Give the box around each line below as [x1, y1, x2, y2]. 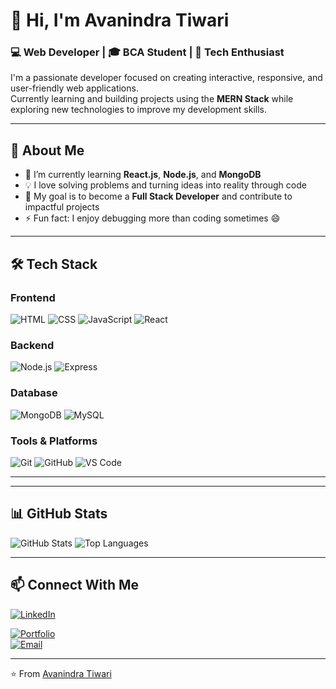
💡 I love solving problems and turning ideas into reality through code [24, 179, 307, 191]
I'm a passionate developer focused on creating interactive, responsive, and [10, 72, 323, 84]
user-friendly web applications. [10, 82, 139, 94]
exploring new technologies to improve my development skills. [10, 104, 267, 116]
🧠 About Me [10, 142, 85, 159]
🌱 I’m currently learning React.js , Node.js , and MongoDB [24, 169, 262, 181]
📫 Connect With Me [10, 577, 140, 594]
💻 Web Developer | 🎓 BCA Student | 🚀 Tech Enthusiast [10, 45, 285, 59]
